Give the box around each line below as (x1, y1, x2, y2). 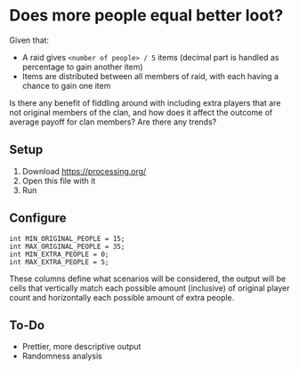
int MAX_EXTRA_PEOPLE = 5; (9, 257, 109, 267)
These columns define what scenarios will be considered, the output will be (9, 273, 287, 284)
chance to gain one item (21, 80, 111, 91)
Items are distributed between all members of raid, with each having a (21, 70, 279, 81)
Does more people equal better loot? (9, 5, 284, 26)
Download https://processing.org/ (21, 165, 147, 176)
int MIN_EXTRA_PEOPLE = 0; (9, 250, 109, 259)
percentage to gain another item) (21, 61, 144, 72)
